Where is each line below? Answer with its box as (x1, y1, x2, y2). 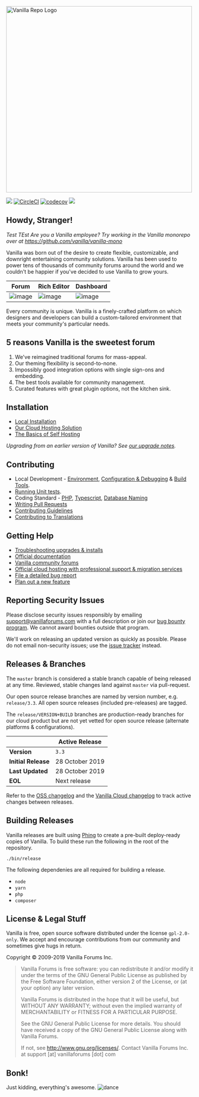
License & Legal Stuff (6, 913, 86, 924)
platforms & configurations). (6, 723, 75, 730)
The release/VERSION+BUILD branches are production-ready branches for (6, 711, 184, 718)
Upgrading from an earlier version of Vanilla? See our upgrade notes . (6, 442, 176, 450)
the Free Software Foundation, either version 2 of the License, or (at (20, 978, 187, 986)
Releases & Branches (6, 659, 86, 670)
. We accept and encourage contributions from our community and (17, 936, 181, 943)
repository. (6, 844, 33, 851)
